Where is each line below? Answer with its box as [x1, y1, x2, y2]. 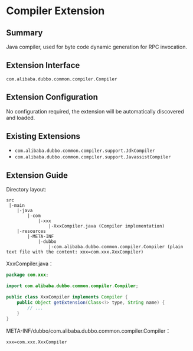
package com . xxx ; [6, 272, 49, 278]
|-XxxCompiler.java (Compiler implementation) [48, 223, 165, 229]
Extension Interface [6, 60, 80, 70]
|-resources [17, 229, 46, 235]
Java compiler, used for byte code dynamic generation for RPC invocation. [6, 43, 188, 50]
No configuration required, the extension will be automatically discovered [6, 108, 184, 115]
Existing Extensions [6, 131, 81, 141]
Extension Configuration [6, 92, 99, 102]
